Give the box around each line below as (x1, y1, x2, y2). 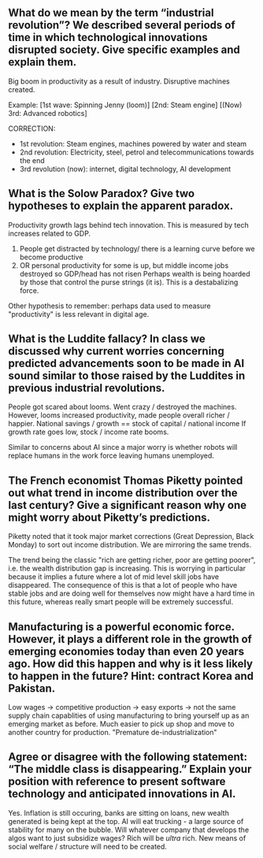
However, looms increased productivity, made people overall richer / (8, 410, 230, 420)
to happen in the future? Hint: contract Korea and (8, 669, 254, 682)
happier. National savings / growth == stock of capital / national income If (8, 419, 246, 429)
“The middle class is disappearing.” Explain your (8, 763, 252, 776)
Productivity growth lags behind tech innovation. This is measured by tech (8, 220, 250, 229)
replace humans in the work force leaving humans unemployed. (8, 451, 215, 460)
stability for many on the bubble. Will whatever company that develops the (8, 825, 250, 834)
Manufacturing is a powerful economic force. (8, 620, 235, 633)
